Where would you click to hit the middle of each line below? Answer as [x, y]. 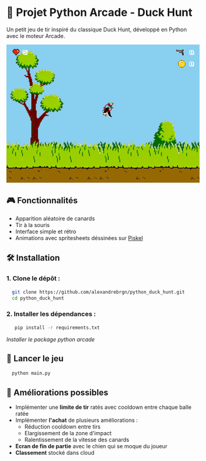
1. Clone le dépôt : [33, 279]
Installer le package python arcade [51, 339]
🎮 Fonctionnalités [42, 201]
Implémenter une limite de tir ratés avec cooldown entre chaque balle [103, 407]
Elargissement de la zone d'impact [68, 433]
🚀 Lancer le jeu [35, 358]
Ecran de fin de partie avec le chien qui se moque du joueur [91, 446]
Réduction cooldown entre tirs [63, 427]
